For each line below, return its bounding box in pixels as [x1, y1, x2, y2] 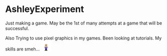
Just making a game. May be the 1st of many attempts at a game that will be [5, 20, 162, 26]
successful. [5, 25, 29, 31]
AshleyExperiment [5, 3, 84, 15]
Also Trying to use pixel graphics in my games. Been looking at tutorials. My [5, 35, 162, 41]
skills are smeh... [5, 46, 40, 52]
